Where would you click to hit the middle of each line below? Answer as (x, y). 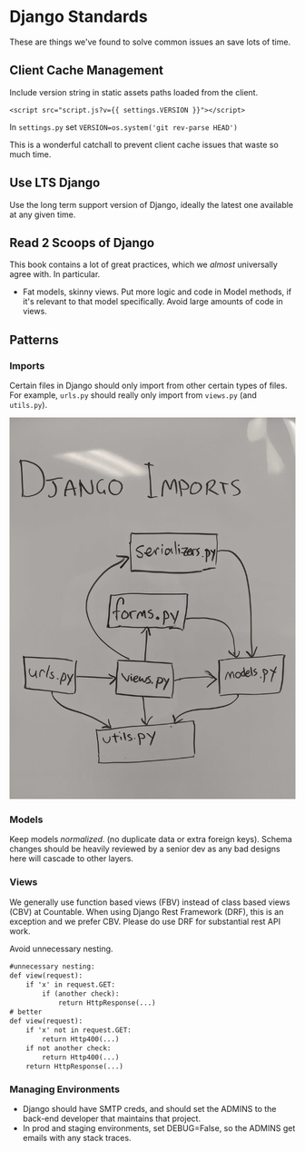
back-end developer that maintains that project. (112, 1118)
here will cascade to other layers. (72, 859)
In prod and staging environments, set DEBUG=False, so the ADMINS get (159, 1127)
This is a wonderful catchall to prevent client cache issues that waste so (144, 144)
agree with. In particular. (55, 274)
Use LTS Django (55, 183)
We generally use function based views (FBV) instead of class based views (150, 902)
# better (26, 1012)
